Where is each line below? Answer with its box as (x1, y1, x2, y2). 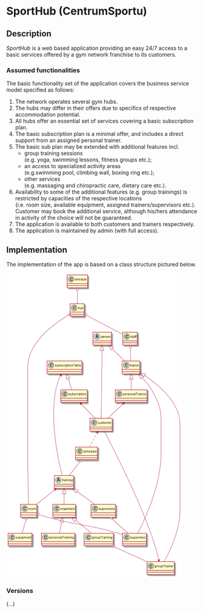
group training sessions (24, 150, 83, 157)
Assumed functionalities (6, 66, 81, 74)
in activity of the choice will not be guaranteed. (15, 214, 133, 222)
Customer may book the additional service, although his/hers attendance (15, 208, 198, 215)
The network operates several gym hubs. (15, 98, 118, 106)
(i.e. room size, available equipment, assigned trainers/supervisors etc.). (15, 202, 196, 209)
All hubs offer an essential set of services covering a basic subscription (15, 117, 194, 125)
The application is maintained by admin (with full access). (15, 227, 159, 234)
